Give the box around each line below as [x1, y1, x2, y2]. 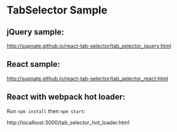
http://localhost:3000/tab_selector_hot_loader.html [6, 119, 130, 126]
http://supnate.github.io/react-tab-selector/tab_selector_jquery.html [6, 42, 172, 49]
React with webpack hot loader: [6, 92, 126, 102]
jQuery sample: [6, 27, 64, 37]
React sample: [6, 59, 61, 69]
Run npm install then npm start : [6, 107, 86, 114]
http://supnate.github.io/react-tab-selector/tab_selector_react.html [6, 75, 168, 82]
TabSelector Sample [6, 4, 108, 17]
